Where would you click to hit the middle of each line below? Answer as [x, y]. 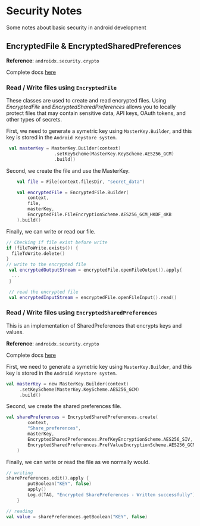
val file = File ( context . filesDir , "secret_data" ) [81, 182]
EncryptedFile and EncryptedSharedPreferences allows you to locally [91, 107]
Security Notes [44, 11]
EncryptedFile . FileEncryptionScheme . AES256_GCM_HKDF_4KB [99, 215]
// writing [20, 473]
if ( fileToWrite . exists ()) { [42, 248]
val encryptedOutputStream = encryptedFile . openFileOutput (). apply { [96, 270]
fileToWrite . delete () [38, 253]
